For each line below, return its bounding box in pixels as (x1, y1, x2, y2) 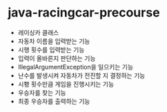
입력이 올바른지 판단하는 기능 (17, 54, 96, 63)
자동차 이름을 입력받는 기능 (17, 36, 90, 45)
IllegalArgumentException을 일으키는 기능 (17, 63, 134, 71)
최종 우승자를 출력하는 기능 (17, 97, 90, 105)
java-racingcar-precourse (8, 5, 161, 21)
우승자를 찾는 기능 (17, 88, 66, 97)
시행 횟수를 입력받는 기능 (17, 45, 85, 54)
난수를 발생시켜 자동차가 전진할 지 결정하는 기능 (17, 71, 146, 80)
